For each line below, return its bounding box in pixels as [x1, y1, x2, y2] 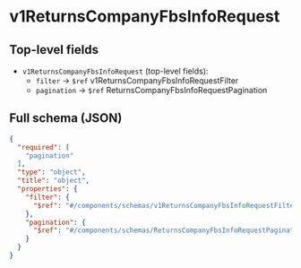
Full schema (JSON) [9, 110, 123, 126]
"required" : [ [17, 143, 70, 151]
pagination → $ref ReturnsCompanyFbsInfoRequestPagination [35, 85, 268, 95]
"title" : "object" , [17, 177, 90, 186]
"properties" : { [17, 185, 78, 194]
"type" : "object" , [17, 168, 87, 177]
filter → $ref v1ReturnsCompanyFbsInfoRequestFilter [35, 75, 239, 86]
